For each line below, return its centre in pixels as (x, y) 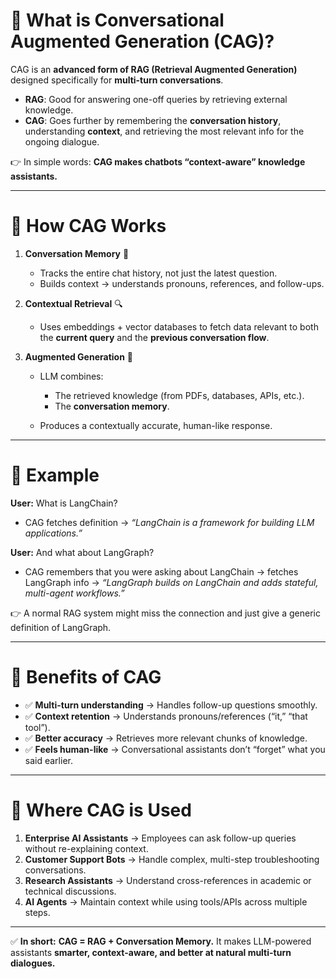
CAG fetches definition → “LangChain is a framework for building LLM (169, 522)
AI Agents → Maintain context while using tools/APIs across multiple (166, 901)
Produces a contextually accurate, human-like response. (156, 425)
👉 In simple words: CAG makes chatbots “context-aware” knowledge (158, 161)
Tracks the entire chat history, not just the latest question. (158, 273)
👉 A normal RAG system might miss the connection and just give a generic (165, 613)
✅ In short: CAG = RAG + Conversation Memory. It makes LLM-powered (161, 941)
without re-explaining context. (86, 848)
